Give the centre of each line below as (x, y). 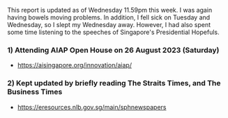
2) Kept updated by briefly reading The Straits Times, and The (114, 83)
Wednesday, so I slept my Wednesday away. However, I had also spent (109, 25)
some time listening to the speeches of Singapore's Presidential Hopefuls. (113, 32)
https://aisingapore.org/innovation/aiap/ (75, 65)
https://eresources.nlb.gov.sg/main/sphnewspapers (92, 107)
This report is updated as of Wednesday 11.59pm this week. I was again (110, 10)
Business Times (35, 92)
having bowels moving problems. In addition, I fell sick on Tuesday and (109, 17)
